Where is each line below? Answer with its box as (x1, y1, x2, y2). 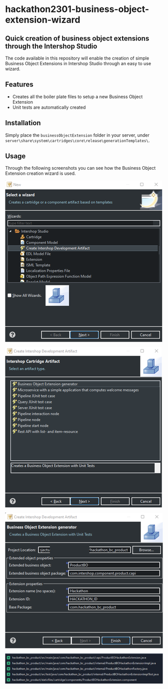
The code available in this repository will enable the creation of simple (5, 55, 149, 61)
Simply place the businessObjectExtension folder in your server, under (5, 132, 150, 138)
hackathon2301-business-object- (5, 4, 149, 15)
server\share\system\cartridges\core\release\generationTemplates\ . (5, 137, 150, 143)
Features (5, 80, 33, 89)
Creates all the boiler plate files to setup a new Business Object (12, 94, 143, 100)
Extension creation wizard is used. (5, 170, 76, 176)
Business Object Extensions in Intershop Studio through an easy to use (5, 61, 151, 66)
